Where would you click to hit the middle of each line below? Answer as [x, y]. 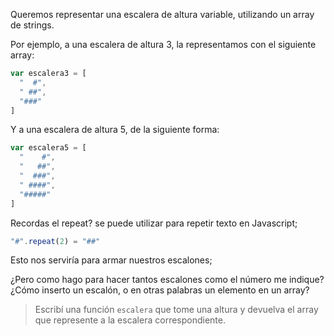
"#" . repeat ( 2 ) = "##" [55, 241]
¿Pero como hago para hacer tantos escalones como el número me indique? [167, 280]
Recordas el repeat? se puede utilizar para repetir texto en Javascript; [154, 223]
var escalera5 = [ [48, 148]
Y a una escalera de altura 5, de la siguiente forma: [115, 130]
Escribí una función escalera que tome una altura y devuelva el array [176, 310]
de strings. [32, 25]
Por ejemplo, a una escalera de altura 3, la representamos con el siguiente [163, 44]
